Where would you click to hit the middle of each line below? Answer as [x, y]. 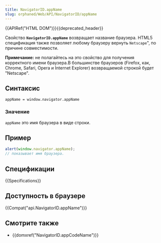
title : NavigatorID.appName [34, 10]
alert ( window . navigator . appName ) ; [40, 149]
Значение [17, 112]
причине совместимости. [32, 48]
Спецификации [30, 169]
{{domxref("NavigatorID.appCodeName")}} [55, 235]
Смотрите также [32, 223]
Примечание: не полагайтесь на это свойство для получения [70, 57]
